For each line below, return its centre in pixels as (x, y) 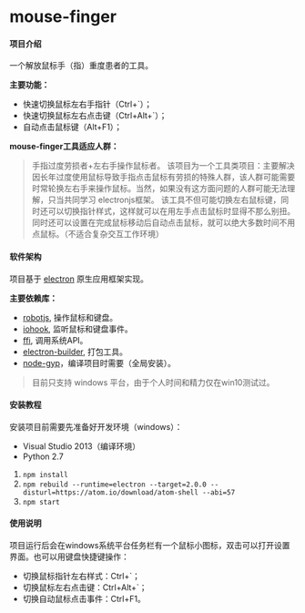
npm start (41, 502)
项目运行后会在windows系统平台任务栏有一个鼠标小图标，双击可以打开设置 (150, 545)
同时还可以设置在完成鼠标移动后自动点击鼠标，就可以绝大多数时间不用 (163, 223)
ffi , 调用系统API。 (55, 340)
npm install (45, 475)
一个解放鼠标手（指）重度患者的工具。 (81, 66)
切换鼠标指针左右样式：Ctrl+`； (81, 576)
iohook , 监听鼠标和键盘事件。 (78, 329)
